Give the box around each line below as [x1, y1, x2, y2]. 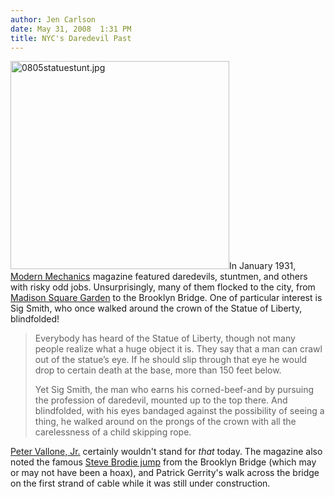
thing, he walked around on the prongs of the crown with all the [34, 416, 297, 428]
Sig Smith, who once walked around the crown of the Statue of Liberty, [10, 302, 303, 315]
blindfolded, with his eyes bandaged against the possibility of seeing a [34, 405, 325, 417]
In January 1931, [229, 260, 297, 272]
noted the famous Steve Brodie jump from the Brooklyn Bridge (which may [10, 456, 317, 468]
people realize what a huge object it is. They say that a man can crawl [34, 343, 323, 355]
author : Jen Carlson [10, 14, 97, 25]
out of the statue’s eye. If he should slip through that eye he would [34, 354, 308, 366]
